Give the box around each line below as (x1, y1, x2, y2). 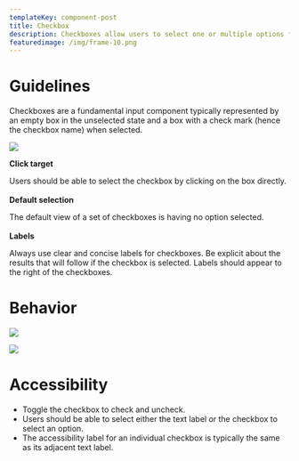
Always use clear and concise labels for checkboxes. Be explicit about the (9, 248, 281, 259)
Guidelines (9, 77, 91, 96)
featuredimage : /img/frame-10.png (9, 37, 138, 47)
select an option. (21, 424, 85, 434)
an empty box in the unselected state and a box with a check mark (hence (9, 115, 281, 125)
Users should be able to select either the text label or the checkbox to (21, 414, 279, 425)
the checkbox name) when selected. (9, 125, 143, 135)
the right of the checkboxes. (9, 267, 113, 278)
